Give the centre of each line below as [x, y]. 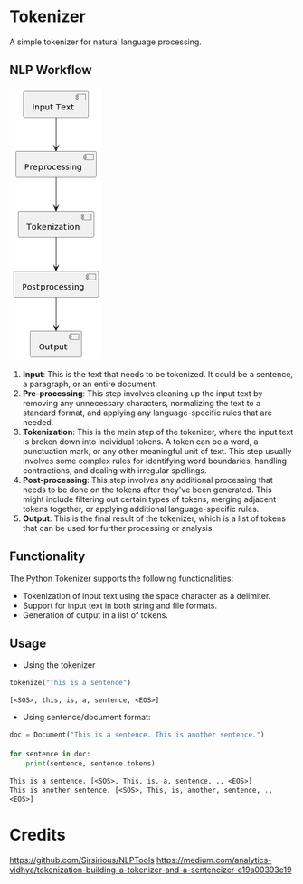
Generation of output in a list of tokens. [95, 615]
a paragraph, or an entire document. [90, 384]
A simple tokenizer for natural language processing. [105, 42]
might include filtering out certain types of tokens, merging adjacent [149, 499]
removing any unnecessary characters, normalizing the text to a [142, 403]
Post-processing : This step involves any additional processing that [147, 480]
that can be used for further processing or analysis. [118, 528]
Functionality [47, 557]
